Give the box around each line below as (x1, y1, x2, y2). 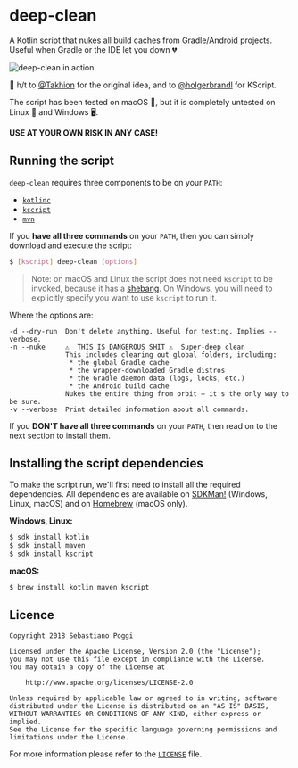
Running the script (9, 153, 114, 169)
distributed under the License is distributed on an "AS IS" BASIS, (9, 701, 269, 710)
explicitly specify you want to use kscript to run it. (30, 292, 217, 303)
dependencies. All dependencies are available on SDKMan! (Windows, (9, 489, 268, 500)
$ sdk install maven (9, 541, 87, 550)
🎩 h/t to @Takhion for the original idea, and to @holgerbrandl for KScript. (9, 79, 277, 90)
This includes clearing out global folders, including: (65, 350, 277, 359)
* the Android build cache (69, 381, 170, 391)
